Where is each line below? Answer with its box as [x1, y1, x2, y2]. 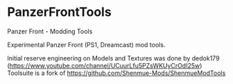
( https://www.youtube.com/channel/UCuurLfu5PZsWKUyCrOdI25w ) [7, 61, 202, 69]
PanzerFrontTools [7, 4, 112, 20]
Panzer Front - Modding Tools [7, 27, 93, 35]
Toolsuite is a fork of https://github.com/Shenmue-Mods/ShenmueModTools [7, 69, 226, 77]
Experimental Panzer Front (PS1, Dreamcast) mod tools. [7, 40, 166, 49]
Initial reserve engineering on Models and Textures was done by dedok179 [7, 53, 220, 62]
